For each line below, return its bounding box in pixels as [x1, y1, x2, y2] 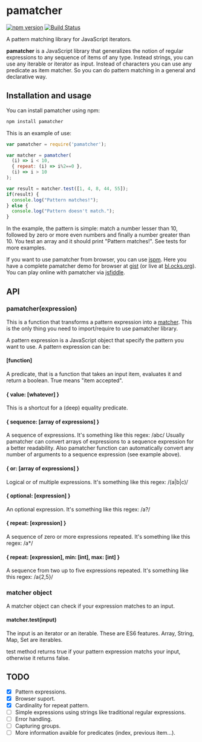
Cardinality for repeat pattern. [15, 701, 90, 709]
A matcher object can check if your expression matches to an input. [6, 602, 175, 610]
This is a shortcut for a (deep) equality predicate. [6, 404, 128, 411]
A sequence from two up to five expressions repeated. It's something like [6, 567, 189, 574]
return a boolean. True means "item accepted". [6, 377, 123, 384]
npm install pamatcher [6, 118, 64, 124]
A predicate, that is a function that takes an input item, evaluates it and [6, 371, 182, 378]
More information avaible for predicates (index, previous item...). [15, 729, 175, 736]
